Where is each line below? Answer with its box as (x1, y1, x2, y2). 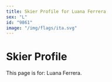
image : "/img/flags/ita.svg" (6, 25, 77, 31)
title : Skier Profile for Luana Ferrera (6, 8, 107, 15)
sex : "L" (6, 14, 28, 20)
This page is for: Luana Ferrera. (6, 70, 82, 77)
